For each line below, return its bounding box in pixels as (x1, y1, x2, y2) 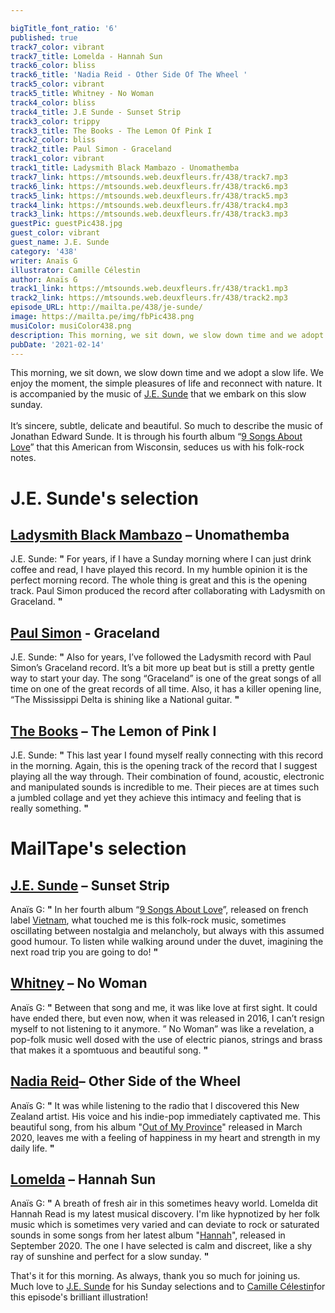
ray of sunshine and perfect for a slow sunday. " (10, 1251, 210, 1263)
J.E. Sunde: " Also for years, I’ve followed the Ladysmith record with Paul (10, 651, 312, 663)
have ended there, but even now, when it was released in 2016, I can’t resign (10, 1012, 325, 1024)
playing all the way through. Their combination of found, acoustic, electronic (10, 771, 325, 782)
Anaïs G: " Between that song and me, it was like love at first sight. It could (10, 1001, 318, 1013)
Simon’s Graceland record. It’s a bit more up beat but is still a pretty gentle (10, 662, 315, 674)
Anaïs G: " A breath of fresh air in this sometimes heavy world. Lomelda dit (10, 1197, 318, 1210)
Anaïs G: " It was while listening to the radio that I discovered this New (10, 1099, 300, 1111)
